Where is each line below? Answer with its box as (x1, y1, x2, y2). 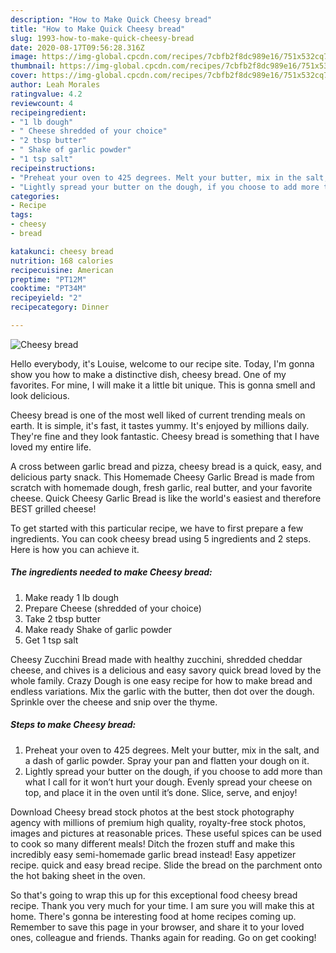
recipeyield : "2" (10, 293, 83, 303)
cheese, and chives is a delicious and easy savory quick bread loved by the (10, 664, 322, 676)
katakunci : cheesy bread (10, 246, 114, 256)
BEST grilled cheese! (10, 502, 97, 515)
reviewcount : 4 (10, 98, 74, 108)
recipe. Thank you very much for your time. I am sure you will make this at (10, 899, 315, 911)
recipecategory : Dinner (10, 302, 110, 313)
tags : (10, 210, 33, 220)
